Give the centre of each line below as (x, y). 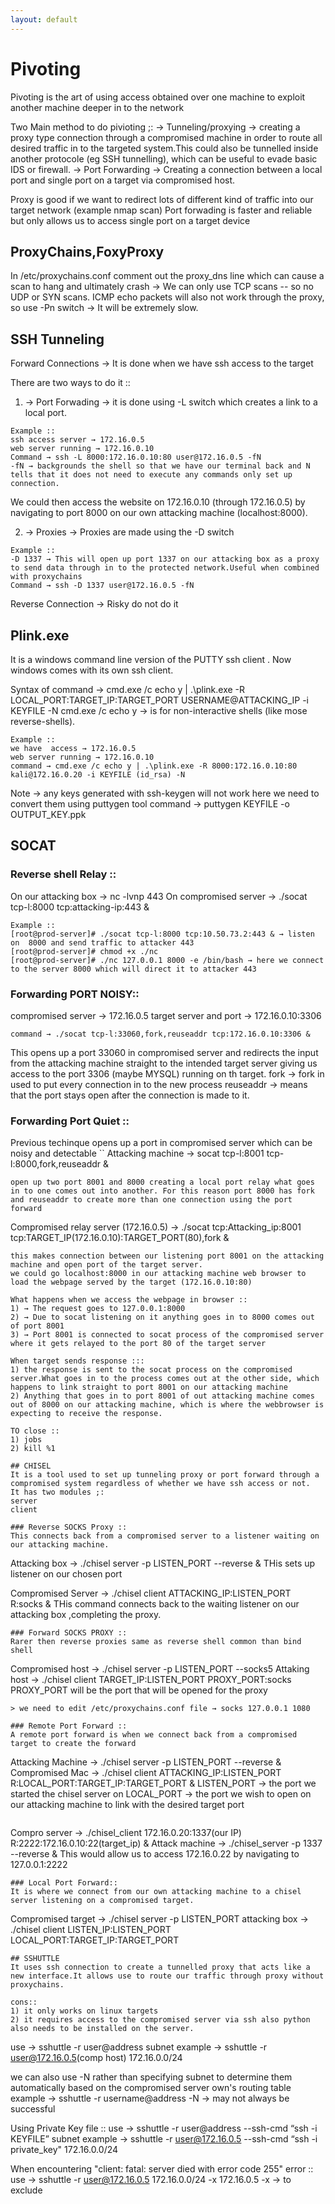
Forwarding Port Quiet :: (70, 1121)
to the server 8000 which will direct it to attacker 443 (133, 969)
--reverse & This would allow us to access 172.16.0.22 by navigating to (155, 1854)
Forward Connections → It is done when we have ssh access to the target (162, 363)
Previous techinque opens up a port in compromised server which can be (161, 1143)
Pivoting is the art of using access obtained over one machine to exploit (158, 97)
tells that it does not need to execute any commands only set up (151, 475)
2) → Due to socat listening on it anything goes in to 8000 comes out (162, 1317)
